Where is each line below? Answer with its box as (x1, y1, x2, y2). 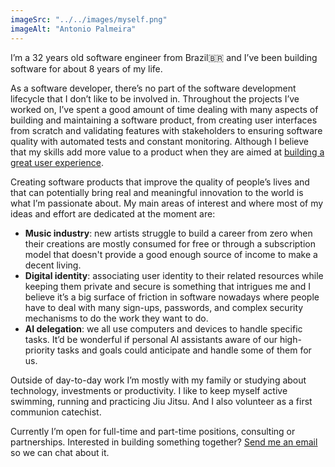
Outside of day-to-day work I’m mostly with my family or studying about (10, 374, 307, 386)
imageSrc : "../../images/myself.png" (10, 14, 168, 25)
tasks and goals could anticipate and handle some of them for (57, 344, 312, 356)
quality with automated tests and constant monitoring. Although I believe (10, 135, 310, 147)
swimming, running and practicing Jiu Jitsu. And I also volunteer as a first (10, 395, 313, 407)
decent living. (24, 259, 82, 271)
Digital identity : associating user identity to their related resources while (24, 269, 324, 281)
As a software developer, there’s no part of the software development (10, 82, 297, 94)
